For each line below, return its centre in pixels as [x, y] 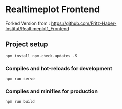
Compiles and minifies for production [51, 91]
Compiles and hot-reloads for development [59, 68]
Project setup [27, 44]
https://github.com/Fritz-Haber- [84, 23]
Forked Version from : [28, 23]
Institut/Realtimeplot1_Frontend [37, 28]
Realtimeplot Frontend [53, 9]
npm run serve [20, 79]
